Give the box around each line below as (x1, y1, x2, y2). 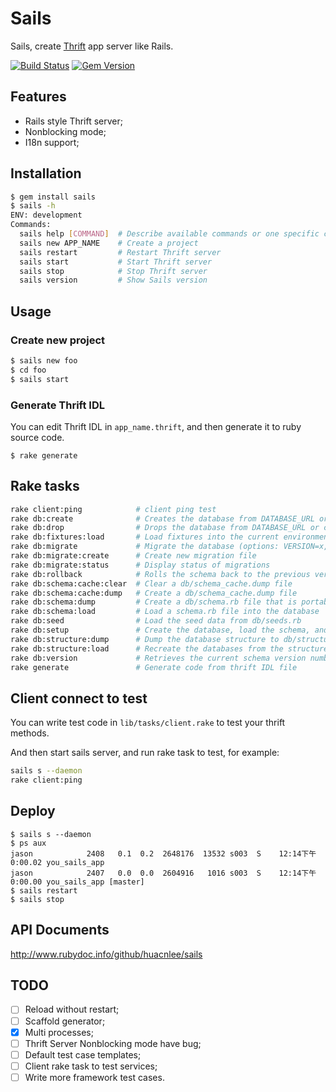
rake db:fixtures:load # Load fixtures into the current (10, 532, 280, 542)
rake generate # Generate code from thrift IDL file (10, 662, 298, 672)
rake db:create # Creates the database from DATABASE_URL (10, 513, 315, 524)
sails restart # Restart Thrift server (19, 247, 222, 257)
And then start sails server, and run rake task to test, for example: (10, 747, 280, 759)
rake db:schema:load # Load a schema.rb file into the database (10, 607, 320, 617)
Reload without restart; (24, 1003, 120, 1016)
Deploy (10, 803, 56, 820)
